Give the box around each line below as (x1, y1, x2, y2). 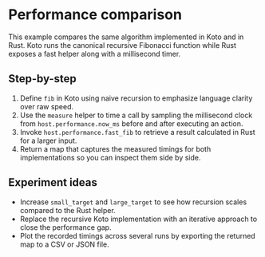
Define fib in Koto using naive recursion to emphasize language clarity (19, 93, 253, 103)
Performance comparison (8, 6, 182, 24)
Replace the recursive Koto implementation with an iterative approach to (19, 214, 258, 223)
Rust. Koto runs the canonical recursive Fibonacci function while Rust (8, 40, 237, 49)
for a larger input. (19, 136, 77, 145)
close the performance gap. (19, 222, 112, 232)
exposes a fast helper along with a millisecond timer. (8, 49, 181, 58)
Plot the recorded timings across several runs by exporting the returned (19, 231, 255, 240)
